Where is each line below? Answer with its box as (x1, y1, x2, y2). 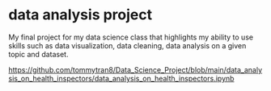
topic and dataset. (8, 49, 69, 59)
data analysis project (8, 6, 152, 24)
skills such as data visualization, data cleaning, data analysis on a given (8, 40, 247, 50)
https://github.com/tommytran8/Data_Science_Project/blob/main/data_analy (8, 64, 263, 74)
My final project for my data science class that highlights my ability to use (8, 32, 253, 42)
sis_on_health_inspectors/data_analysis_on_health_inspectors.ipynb (8, 73, 235, 83)
